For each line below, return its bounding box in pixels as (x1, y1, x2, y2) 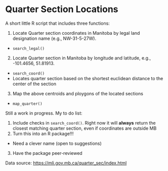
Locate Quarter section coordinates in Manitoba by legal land (12, 30, 140, 36)
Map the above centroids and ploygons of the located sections (12, 90, 143, 96)
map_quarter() (12, 101, 43, 106)
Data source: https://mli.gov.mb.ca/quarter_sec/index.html (5, 160, 127, 166)
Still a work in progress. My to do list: (5, 110, 82, 116)
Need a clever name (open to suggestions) (12, 140, 102, 146)
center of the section (12, 81, 57, 87)
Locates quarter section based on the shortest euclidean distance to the (12, 75, 163, 81)
